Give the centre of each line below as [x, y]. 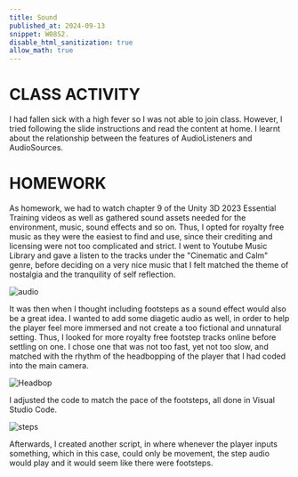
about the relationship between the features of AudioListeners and [131, 138]
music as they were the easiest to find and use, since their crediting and [141, 236]
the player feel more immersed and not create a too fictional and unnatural [145, 327]
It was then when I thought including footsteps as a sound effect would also [148, 309]
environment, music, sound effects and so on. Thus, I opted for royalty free [147, 227]
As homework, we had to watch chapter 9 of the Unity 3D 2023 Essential [143, 208]
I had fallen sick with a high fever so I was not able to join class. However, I [146, 119]
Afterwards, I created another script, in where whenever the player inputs [144, 444]
